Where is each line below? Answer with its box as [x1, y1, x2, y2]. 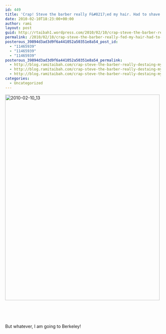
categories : [5, 76, 30, 81]
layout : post [5, 26, 32, 31]
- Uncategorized [9, 80, 43, 85]
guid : [5, 30, 16, 35]
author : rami [5, 21, 32, 26]
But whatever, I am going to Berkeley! [5, 323, 82, 329]
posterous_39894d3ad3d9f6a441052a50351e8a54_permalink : [5, 58, 123, 63]
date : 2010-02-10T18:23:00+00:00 [5, 16, 74, 21]
